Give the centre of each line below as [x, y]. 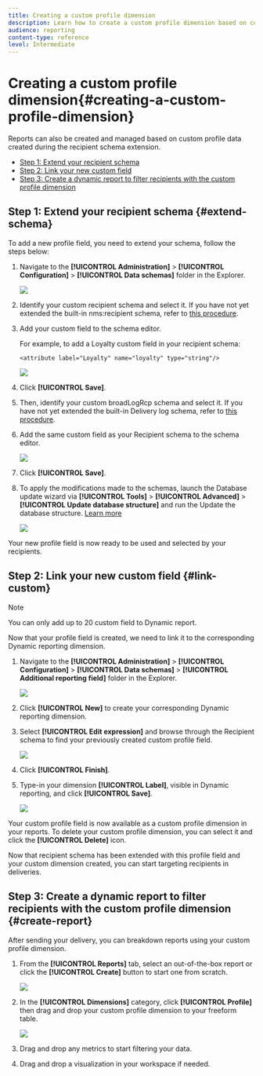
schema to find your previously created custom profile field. [116, 740]
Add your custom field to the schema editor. [90, 328]
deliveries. [25, 872]
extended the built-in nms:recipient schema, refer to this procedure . [129, 313]
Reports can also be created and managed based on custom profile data [125, 139]
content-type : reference [49, 37]
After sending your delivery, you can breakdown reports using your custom [129, 940]
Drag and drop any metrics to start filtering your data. [106, 1049]
